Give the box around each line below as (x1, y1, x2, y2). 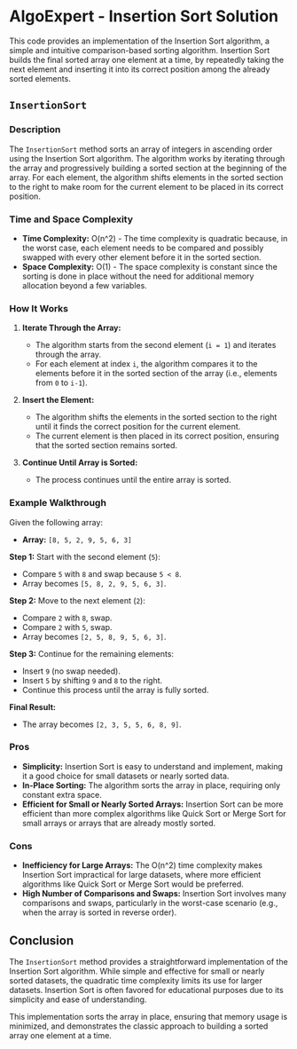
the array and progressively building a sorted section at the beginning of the (9, 162, 287, 173)
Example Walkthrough (9, 497, 106, 509)
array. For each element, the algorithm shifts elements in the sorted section (9, 171, 284, 183)
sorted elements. (9, 73, 71, 83)
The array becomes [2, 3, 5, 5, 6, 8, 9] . (21, 719, 182, 730)
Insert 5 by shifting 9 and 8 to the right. (21, 674, 163, 685)
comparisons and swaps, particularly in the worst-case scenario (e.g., (21, 898, 278, 909)
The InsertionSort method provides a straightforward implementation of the (9, 956, 288, 966)
